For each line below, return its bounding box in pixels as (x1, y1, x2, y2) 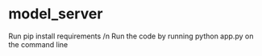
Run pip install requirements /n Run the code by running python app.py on (8, 31, 254, 41)
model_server (8, 5, 103, 23)
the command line (8, 39, 69, 49)
